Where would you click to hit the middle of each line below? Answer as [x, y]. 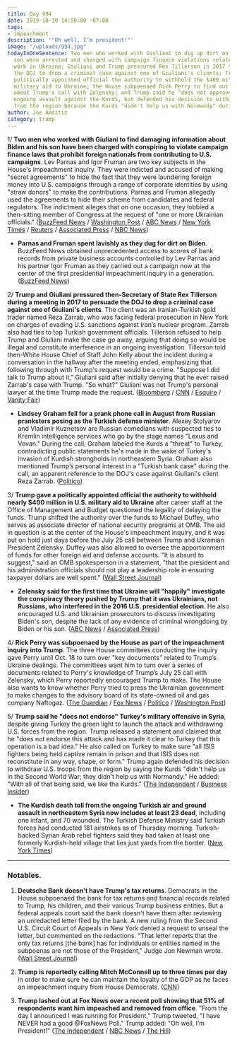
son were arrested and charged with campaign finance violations [112, 60]
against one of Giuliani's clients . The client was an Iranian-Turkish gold [112, 309]
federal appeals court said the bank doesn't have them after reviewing [120, 913]
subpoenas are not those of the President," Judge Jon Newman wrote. [120, 950]
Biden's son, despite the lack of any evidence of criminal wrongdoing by [122, 621]
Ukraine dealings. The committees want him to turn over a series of [105, 665]
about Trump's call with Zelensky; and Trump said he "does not [110, 93]
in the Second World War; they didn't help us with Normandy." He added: [114, 776]
